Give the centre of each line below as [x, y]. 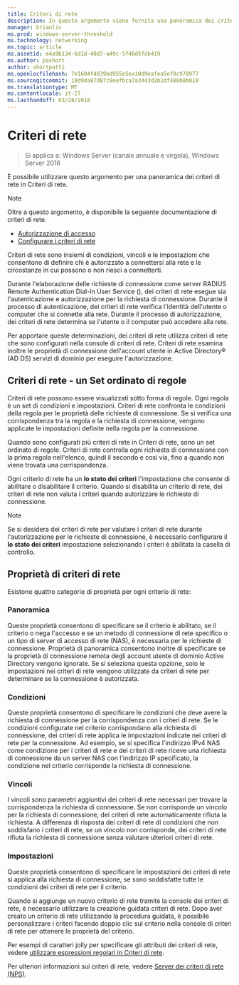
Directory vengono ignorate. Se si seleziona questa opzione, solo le [106, 663]
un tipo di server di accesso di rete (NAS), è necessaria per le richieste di [115, 640]
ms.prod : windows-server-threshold [60, 34]
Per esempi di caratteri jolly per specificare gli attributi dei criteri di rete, [113, 945]
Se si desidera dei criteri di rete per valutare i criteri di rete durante [105, 529]
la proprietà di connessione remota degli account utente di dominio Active [116, 656]
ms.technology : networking [47, 41]
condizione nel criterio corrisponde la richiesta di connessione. [100, 766]
